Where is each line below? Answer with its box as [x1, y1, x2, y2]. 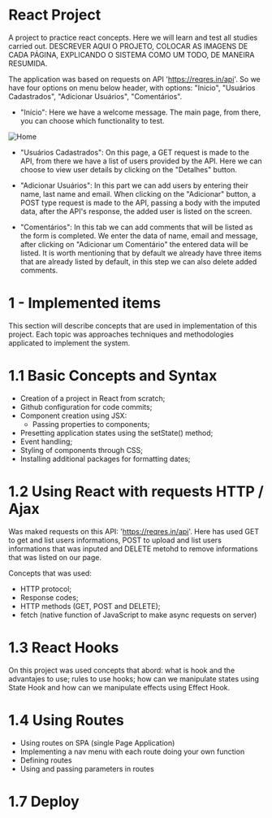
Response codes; [19, 592, 79, 603]
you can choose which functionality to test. [19, 115, 165, 125]
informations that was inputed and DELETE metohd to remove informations [8, 543, 258, 554]
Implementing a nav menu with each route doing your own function [19, 746, 245, 756]
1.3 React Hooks [8, 638, 119, 656]
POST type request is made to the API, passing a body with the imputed [19, 198, 261, 207]
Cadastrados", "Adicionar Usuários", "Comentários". [8, 91, 183, 101]
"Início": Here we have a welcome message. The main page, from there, [19, 107, 261, 117]
